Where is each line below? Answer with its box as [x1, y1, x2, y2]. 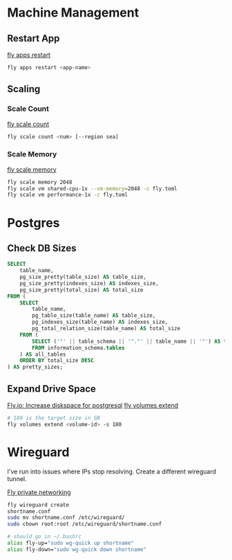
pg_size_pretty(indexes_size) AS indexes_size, [19, 280, 159, 287]
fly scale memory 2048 [7, 179, 72, 186]
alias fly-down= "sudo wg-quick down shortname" [7, 545, 147, 553]
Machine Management [7, 5, 139, 21]
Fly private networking [7, 488, 71, 496]
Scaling [7, 83, 41, 95]
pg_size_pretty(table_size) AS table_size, [19, 273, 147, 281]
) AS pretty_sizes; [7, 363, 64, 371]
